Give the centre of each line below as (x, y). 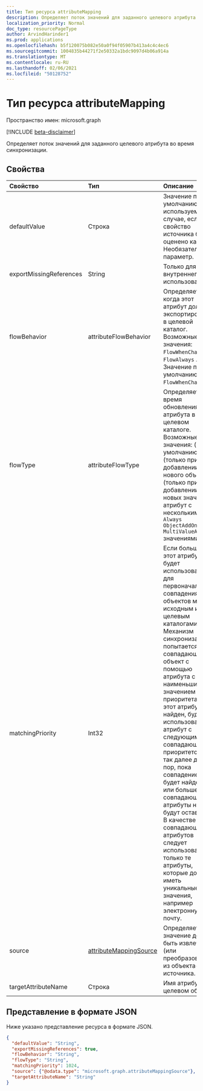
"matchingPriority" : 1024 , (46, 1066)
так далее (177, 760)
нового (173, 475)
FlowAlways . (180, 359)
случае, (174, 219)
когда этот (179, 299)
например (178, 903)
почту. (172, 918)
